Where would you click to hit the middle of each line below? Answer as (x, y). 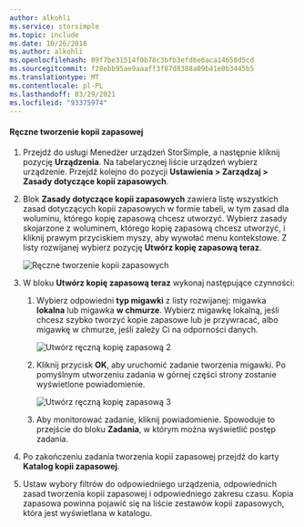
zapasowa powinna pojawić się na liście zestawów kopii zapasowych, (153, 503)
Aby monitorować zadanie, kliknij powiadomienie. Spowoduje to (156, 419)
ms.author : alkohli (46, 52)
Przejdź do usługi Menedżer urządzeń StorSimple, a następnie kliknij (151, 152)
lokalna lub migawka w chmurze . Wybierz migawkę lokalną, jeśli (157, 310)
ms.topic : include (44, 35)
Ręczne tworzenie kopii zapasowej (76, 131)
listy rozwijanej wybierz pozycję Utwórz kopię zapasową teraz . (142, 247)
